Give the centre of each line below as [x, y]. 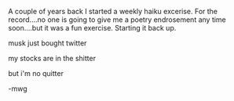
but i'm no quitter [36, 73]
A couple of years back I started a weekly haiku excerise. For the [113, 11]
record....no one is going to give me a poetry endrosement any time [117, 20]
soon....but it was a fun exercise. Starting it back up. [92, 28]
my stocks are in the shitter [52, 58]
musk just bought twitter [48, 43]
